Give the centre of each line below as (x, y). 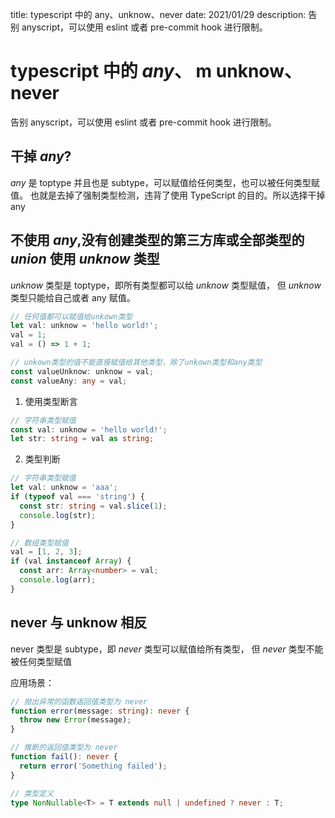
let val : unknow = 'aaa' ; (64, 488)
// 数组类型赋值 (39, 543)
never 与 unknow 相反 (79, 623)
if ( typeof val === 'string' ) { (77, 497)
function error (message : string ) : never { (100, 711)
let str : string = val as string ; (82, 439)
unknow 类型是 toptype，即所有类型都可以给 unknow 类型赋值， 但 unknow (166, 285)
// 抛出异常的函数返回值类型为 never (79, 701)
